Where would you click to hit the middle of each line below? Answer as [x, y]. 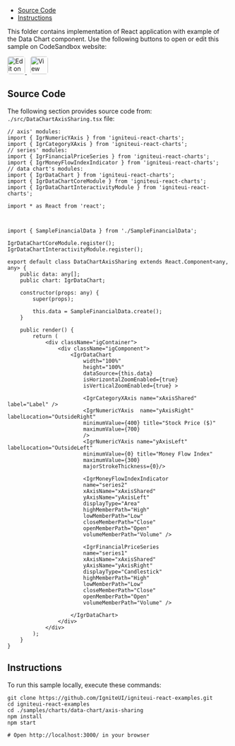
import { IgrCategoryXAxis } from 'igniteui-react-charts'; [98, 144]
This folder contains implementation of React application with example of [114, 32]
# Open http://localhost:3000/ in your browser [79, 735]
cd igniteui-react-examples [49, 704]
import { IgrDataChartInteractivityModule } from [82, 187]
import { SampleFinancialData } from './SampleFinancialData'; [102, 231]
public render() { [47, 330]
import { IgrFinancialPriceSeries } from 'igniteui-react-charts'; [109, 156]
